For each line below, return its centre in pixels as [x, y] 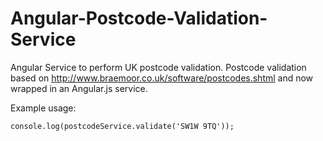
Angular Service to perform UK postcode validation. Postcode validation [158, 67]
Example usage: [43, 108]
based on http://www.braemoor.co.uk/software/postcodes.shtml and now [162, 78]
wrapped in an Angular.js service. [79, 88]
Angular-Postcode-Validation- [139, 18]
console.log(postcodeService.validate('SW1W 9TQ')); [122, 126]
